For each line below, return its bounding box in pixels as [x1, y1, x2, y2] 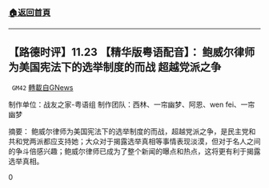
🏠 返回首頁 [8, 6, 51, 18]
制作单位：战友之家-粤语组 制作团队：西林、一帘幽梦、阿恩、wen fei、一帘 [8, 100, 255, 109]
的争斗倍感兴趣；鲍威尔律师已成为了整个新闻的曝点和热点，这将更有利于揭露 [8, 147, 261, 156]
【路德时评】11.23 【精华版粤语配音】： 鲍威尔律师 [8, 45, 255, 59]
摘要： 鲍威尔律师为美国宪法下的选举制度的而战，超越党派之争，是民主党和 [8, 127, 256, 136]
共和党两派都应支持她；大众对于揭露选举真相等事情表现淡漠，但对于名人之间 [8, 137, 261, 147]
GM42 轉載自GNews [11, 83, 74, 92]
